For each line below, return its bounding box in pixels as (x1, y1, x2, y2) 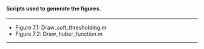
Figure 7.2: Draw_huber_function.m (15, 30, 103, 38)
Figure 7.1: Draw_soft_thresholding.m (15, 24, 107, 31)
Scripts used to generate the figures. (6, 5, 101, 12)
